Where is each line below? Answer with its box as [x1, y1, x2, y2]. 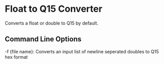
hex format [5, 54, 28, 60]
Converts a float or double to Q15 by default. [5, 20, 98, 26]
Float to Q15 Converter [5, 3, 103, 15]
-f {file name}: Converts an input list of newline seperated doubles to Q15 [5, 48, 159, 54]
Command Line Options [5, 35, 81, 44]
